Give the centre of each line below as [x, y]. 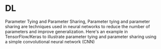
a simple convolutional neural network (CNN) [50, 41]
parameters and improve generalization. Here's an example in [66, 31]
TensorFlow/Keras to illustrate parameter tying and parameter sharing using [81, 37]
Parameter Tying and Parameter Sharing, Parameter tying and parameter [78, 21]
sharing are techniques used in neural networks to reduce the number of [78, 26]
